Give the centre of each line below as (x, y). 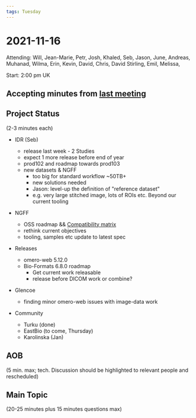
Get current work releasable (67, 272)
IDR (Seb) (26, 139)
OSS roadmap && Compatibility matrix (70, 224)
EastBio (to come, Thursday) (58, 331)
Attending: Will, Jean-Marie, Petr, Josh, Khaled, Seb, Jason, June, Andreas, (98, 57)
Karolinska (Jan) (44, 337)
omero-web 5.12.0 (46, 260)
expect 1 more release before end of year (74, 157)
